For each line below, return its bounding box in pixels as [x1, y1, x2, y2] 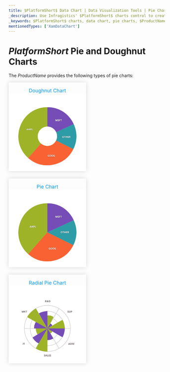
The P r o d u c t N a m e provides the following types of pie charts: [8, 72, 134, 79]
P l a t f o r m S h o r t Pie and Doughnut [8, 46, 146, 57]
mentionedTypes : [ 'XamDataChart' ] [8, 24, 80, 29]
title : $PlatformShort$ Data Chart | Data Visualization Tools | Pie [8, 8, 156, 13]
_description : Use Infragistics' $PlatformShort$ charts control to [8, 13, 153, 18]
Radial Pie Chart [29, 279, 66, 286]
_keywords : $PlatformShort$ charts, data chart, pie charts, [8, 18, 138, 23]
